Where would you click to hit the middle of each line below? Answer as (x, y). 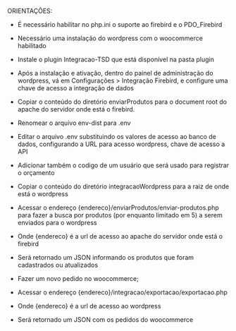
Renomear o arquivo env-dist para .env (74, 123)
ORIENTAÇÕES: (30, 11)
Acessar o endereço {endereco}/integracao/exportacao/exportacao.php (122, 292)
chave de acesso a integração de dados (75, 88)
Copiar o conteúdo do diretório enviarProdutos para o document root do (122, 102)
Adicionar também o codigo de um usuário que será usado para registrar (123, 165)
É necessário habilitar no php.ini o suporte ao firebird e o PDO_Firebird (120, 24)
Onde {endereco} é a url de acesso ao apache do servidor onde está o (120, 236)
